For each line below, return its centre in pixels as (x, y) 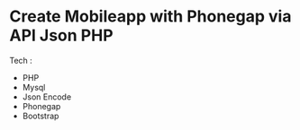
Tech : (21, 60)
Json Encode (47, 97)
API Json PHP (62, 35)
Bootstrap (41, 116)
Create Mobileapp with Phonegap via (150, 17)
